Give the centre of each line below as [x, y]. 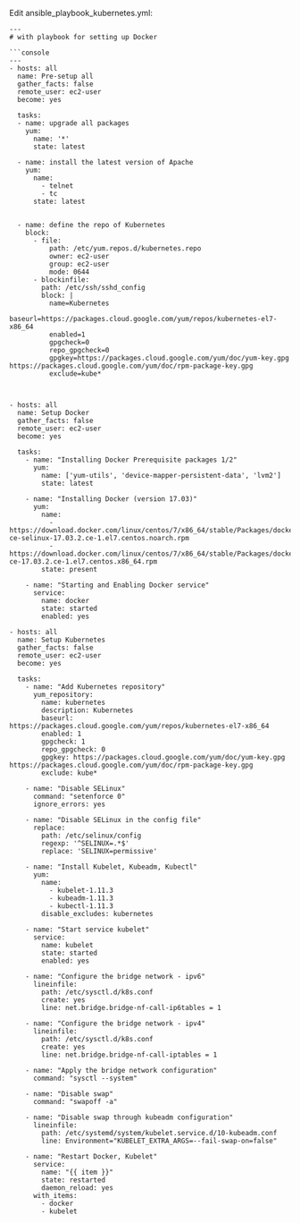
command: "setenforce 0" [79, 796]
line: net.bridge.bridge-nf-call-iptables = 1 [129, 1055]
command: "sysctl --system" [85, 1078]
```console [29, 53]
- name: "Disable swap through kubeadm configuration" [129, 1117]
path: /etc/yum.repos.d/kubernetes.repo [125, 249]
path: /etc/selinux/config [92, 836]
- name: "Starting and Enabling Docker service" [117, 585]
